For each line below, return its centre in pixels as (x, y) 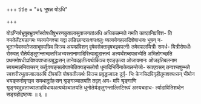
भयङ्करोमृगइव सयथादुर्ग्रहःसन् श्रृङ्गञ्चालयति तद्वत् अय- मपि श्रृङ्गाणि (71, 81)
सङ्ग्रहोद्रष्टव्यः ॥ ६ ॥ (27, 94)
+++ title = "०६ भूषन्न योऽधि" (37, 9)
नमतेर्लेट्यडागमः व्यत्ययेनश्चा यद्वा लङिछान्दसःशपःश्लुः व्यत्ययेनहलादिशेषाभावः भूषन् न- (85, 40)
